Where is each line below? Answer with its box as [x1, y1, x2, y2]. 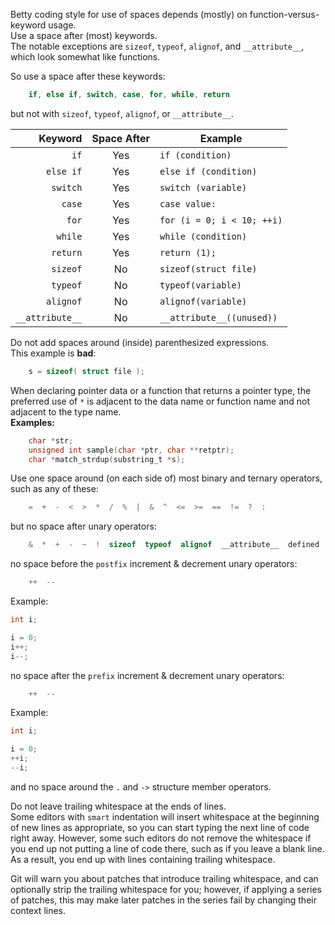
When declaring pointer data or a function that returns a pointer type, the [10, 384, 312, 396]
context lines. [10, 904, 67, 916]
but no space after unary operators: [10, 520, 157, 533]
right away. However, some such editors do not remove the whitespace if [10, 832, 312, 844]
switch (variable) [159, 182, 248, 193]
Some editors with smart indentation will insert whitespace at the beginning [10, 810, 320, 823]
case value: [159, 198, 217, 209]
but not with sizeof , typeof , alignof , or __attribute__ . [10, 107, 234, 119]
